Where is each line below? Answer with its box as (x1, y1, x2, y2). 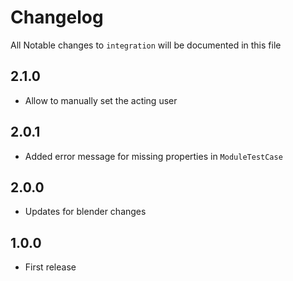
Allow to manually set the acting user (24, 94, 178, 106)
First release (24, 261, 77, 273)
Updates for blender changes (24, 206, 147, 218)
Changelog (10, 6, 104, 29)
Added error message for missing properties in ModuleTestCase (24, 150, 283, 162)
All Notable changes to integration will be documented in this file (10, 39, 282, 51)
